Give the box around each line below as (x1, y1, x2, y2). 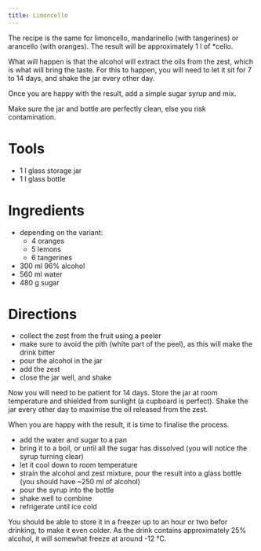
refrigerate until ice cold (19, 502, 98, 512)
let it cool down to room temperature (19, 461, 138, 470)
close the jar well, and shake (19, 373, 112, 382)
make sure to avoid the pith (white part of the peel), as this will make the (19, 340, 253, 349)
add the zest (19, 365, 60, 374)
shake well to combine (19, 494, 92, 503)
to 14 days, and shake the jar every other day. (8, 73, 155, 83)
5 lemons (31, 244, 61, 254)
